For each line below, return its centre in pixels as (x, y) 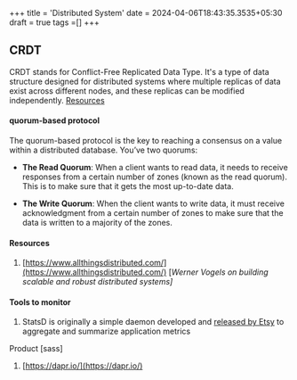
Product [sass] (36, 349)
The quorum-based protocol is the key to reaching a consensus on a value (146, 141)
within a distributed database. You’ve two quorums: (104, 150)
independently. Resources (57, 100)
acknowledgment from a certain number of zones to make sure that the (153, 213)
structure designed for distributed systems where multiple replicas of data (145, 81)
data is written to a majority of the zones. (97, 223)
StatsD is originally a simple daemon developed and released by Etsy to (153, 322)
